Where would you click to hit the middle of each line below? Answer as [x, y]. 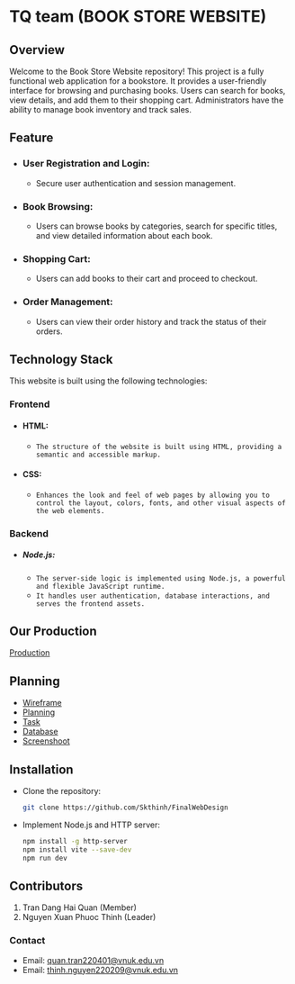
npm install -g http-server [75, 841]
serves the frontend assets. [90, 604]
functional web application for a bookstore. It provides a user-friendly [138, 81]
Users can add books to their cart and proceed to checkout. [147, 279]
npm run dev [45, 858]
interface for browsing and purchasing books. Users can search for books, [147, 90]
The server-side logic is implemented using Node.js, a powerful [161, 578]
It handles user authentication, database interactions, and [152, 596]
